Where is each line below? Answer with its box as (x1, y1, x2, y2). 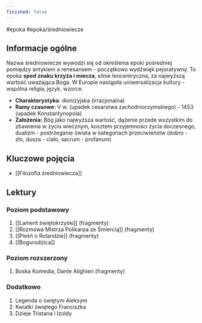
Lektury (6, 187, 36, 198)
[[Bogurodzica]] (15, 238, 55, 246)
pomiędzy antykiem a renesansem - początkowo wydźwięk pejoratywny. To (6, 66, 196, 73)
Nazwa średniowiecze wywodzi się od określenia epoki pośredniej (6, 59, 172, 67)
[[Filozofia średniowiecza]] (15, 170, 82, 177)
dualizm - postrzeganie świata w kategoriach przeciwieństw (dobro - (15, 129, 188, 137)
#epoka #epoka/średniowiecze (6, 26, 84, 33)
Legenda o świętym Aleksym (15, 296, 88, 304)
